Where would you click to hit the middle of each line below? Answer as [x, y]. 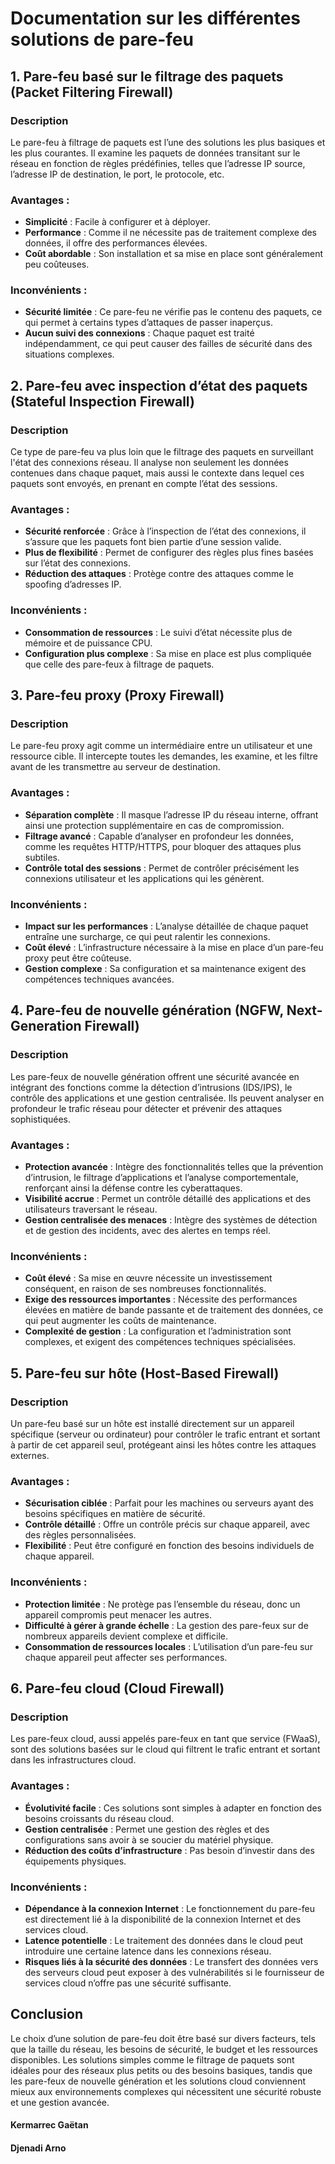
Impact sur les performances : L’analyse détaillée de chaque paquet [166, 926]
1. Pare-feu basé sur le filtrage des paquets [147, 76]
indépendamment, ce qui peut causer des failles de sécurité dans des [168, 344]
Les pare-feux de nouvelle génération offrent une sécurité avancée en [155, 1076]
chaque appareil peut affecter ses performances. [126, 1657]
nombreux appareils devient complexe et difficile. [126, 1636]
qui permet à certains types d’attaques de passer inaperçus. [148, 323]
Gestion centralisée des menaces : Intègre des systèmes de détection [171, 1220]
